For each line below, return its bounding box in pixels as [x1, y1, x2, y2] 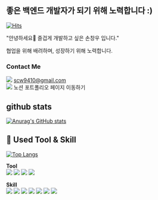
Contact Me [6, 62, 41, 71]
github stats [6, 101, 52, 112]
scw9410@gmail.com [13, 77, 67, 84]
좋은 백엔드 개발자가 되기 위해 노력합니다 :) [6, 5, 153, 16]
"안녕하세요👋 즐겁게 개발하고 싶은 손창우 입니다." [6, 34, 119, 41]
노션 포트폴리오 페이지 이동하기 [13, 84, 86, 91]
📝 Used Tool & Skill [6, 135, 76, 145]
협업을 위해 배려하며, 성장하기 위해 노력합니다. [6, 47, 113, 54]
